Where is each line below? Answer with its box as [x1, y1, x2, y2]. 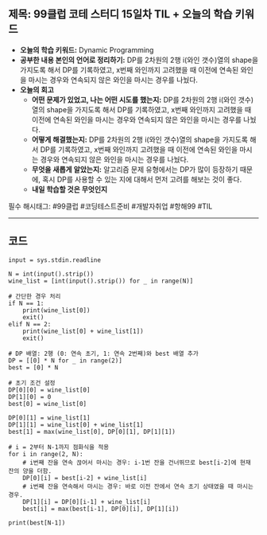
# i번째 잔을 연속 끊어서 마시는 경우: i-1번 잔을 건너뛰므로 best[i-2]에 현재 [22, 459, 252, 467]
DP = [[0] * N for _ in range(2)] [8, 357, 123, 365]
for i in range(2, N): [8, 450, 83, 458]
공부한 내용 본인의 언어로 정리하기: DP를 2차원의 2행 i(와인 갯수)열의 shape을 [19, 55, 259, 64]
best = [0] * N [8, 363, 59, 372]
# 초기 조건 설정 [8, 379, 56, 387]
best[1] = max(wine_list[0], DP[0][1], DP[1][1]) [8, 428, 176, 435]
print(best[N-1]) [8, 518, 66, 527]
